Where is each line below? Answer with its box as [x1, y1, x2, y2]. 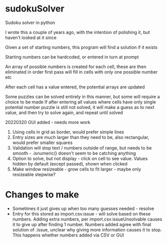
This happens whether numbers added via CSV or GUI [12, 232, 124, 238]
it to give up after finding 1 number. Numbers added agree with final [12, 221, 152, 227]
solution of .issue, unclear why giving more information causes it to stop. [12, 226, 162, 232]
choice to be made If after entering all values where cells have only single [5, 98, 156, 105]
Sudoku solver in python [5, 19, 55, 25]
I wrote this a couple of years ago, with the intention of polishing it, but [5, 29, 151, 35]
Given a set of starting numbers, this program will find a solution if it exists [5, 44, 158, 50]
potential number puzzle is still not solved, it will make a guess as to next [5, 104, 155, 110]
